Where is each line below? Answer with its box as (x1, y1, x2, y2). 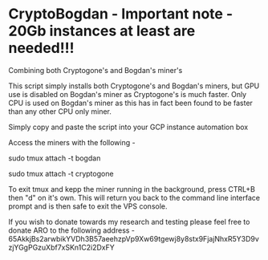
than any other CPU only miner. (8, 106, 112, 116)
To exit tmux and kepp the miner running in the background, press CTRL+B (8, 184, 255, 193)
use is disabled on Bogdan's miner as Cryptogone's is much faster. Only (8, 89, 247, 99)
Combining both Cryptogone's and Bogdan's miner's (8, 65, 183, 75)
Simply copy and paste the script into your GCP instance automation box (8, 122, 249, 132)
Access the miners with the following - (8, 137, 136, 147)
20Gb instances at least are (8, 22, 196, 40)
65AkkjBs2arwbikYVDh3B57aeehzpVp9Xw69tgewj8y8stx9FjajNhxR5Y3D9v (8, 234, 259, 243)
